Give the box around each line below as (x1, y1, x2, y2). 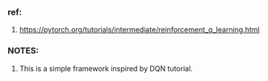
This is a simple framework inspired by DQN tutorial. (19, 63, 193, 73)
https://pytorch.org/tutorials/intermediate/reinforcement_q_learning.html (19, 25, 260, 35)
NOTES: (7, 45, 40, 57)
